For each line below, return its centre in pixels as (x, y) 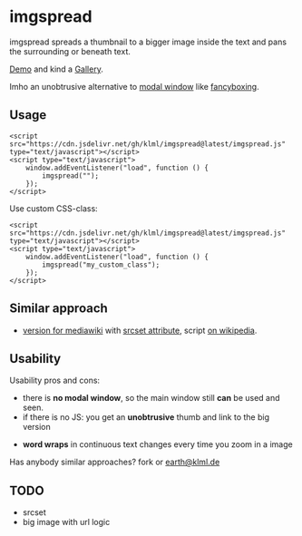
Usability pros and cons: (55, 380)
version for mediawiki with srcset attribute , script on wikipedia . (140, 330)
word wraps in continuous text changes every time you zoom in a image (157, 444)
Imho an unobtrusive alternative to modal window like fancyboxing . (135, 86)
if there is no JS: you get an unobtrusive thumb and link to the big (146, 417)
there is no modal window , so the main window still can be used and (151, 398)
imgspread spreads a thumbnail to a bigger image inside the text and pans (148, 42)
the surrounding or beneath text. (70, 51)
